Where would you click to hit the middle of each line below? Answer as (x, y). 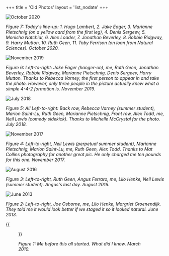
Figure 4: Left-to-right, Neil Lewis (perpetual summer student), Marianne (81, 144)
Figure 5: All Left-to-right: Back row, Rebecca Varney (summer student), (80, 108)
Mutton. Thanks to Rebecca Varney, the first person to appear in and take (82, 78)
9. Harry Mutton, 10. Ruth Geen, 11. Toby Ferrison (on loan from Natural (79, 43)
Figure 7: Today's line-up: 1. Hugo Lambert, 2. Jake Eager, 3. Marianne (79, 27)
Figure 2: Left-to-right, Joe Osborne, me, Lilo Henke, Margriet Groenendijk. (83, 204)
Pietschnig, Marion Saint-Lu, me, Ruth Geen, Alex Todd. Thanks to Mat (79, 149)
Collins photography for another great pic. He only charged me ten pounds (83, 154)
